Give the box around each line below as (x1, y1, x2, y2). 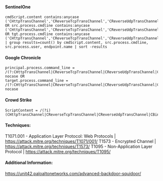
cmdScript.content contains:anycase (5, 15, 79, 19)
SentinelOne (5, 4, 31, 10)
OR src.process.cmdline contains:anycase (5, 23, 90, 28)
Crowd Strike (5, 97, 32, 103)
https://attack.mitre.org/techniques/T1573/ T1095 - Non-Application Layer (5, 144, 153, 149)
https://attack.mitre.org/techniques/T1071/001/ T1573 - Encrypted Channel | (5, 138, 156, 144)
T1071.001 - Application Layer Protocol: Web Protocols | (5, 133, 116, 139)
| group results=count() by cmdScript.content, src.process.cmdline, (5, 40, 149, 45)
